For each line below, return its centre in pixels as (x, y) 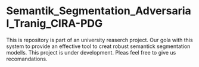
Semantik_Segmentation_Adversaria (99, 11)
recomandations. (27, 59)
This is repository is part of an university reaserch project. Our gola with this (99, 40)
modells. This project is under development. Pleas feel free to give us (91, 52)
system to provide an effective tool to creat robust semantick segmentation (98, 46)
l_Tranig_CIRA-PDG (55, 23)
